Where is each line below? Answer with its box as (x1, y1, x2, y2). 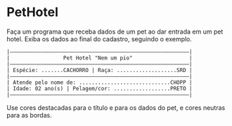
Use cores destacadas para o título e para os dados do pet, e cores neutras (6, 103, 226, 112)
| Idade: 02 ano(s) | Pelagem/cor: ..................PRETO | (6, 85, 193, 92)
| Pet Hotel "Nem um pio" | (6, 54, 193, 62)
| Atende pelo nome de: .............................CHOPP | (6, 78, 193, 86)
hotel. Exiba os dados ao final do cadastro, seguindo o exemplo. (6, 34, 193, 43)
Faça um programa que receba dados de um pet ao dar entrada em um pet (6, 27, 224, 36)
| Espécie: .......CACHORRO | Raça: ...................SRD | (6, 66, 193, 73)
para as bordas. (6, 111, 52, 119)
